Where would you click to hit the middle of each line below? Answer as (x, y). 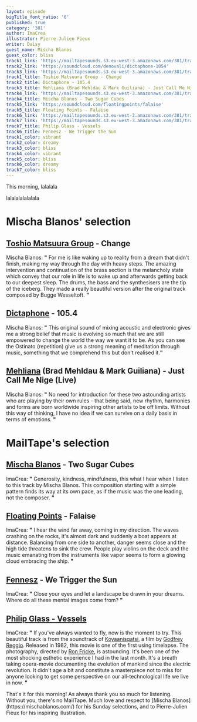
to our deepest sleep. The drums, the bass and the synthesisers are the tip (96, 282)
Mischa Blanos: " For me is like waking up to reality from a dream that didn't (98, 257)
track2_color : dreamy (33, 142)
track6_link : (22, 115)
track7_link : (22, 121)
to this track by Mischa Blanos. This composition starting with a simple (91, 485)
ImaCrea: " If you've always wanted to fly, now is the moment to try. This (94, 633)
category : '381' (26, 28)
